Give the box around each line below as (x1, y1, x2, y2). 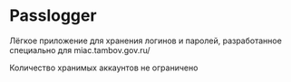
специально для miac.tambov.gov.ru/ (9, 44, 151, 55)
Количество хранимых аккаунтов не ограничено (9, 62, 199, 73)
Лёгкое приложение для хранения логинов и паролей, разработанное (9, 35, 283, 46)
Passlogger (9, 5, 97, 26)
